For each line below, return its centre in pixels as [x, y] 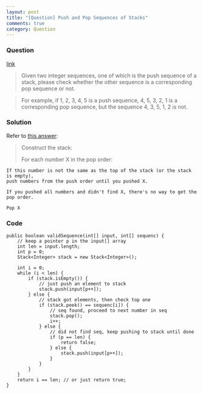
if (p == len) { [70, 337]
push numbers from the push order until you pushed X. [77, 181]
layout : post [23, 12]
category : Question [31, 29]
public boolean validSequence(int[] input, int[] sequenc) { [85, 236]
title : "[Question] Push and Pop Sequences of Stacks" [77, 18]
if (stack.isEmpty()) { [58, 279]
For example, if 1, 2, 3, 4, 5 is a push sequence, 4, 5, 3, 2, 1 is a [99, 100]
